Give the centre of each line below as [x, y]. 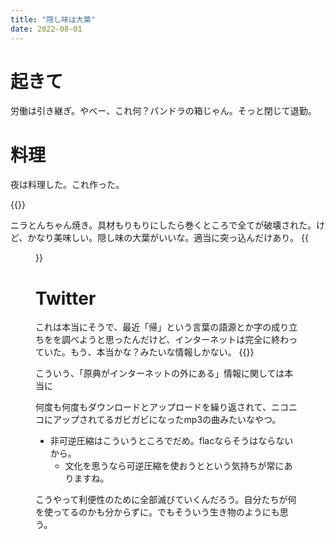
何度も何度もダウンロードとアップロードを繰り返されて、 [153, 407]
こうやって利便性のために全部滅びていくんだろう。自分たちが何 [166, 500]
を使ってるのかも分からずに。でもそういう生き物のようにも [157, 512]
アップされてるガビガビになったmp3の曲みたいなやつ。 [167, 420]
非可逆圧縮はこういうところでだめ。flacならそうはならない [171, 441]
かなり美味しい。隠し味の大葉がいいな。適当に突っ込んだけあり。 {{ [168, 238]
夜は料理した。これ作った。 [67, 185]
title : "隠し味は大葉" [53, 19]
